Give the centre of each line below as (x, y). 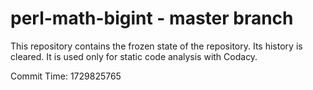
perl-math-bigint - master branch (152, 18)
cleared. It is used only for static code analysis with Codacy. (134, 56)
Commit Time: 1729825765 (66, 76)
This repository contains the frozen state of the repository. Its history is (156, 46)
